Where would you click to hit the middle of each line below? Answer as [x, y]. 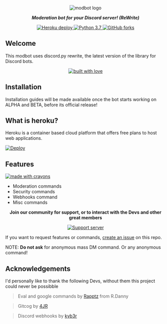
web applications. [24, 138]
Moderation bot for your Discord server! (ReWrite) [86, 18]
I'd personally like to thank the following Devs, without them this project [80, 281]
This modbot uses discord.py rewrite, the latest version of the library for [81, 55]
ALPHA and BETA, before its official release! [51, 105]
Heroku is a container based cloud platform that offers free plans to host [81, 133]
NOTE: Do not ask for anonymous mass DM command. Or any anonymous [83, 247]
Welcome [21, 43]
